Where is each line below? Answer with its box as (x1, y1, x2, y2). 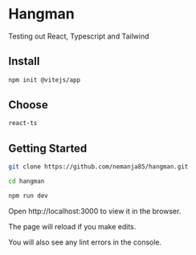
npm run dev (8, 192, 48, 200)
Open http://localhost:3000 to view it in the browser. (8, 206, 182, 216)
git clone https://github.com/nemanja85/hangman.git (8, 163, 189, 171)
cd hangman (8, 177, 45, 185)
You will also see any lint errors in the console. (8, 237, 162, 247)
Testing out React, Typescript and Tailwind (8, 31, 149, 41)
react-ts (8, 119, 38, 127)
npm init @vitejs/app (8, 75, 81, 84)
